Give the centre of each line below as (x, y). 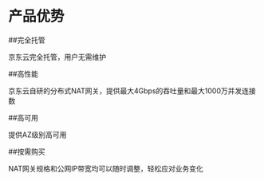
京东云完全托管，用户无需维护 (57, 57)
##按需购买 (27, 151)
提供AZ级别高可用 (37, 134)
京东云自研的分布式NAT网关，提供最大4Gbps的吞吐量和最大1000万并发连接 (132, 90)
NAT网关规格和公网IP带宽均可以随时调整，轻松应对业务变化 (106, 168)
